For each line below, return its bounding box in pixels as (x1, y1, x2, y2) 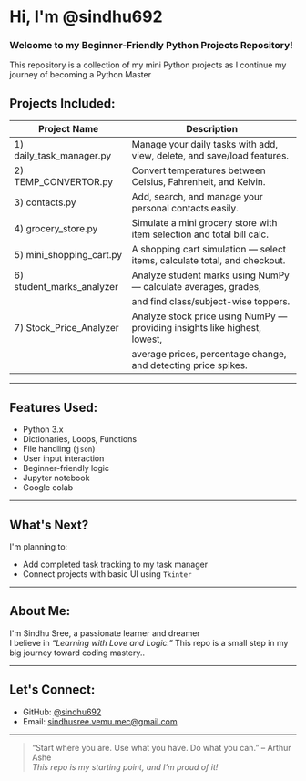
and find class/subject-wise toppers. (131, 295, 291, 308)
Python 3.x (22, 424, 64, 435)
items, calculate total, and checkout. (131, 254, 286, 267)
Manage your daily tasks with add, (131, 139, 279, 151)
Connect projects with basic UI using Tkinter (22, 568, 192, 580)
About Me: (9, 603, 71, 619)
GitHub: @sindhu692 (22, 706, 102, 717)
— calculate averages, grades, (131, 281, 262, 293)
